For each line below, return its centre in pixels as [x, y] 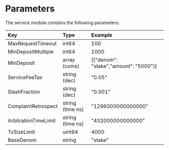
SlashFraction [24, 92]
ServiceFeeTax [25, 77]
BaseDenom [22, 140]
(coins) [71, 66]
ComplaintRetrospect [33, 106]
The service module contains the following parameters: [62, 23]
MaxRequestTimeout [32, 43]
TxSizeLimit [21, 132]
